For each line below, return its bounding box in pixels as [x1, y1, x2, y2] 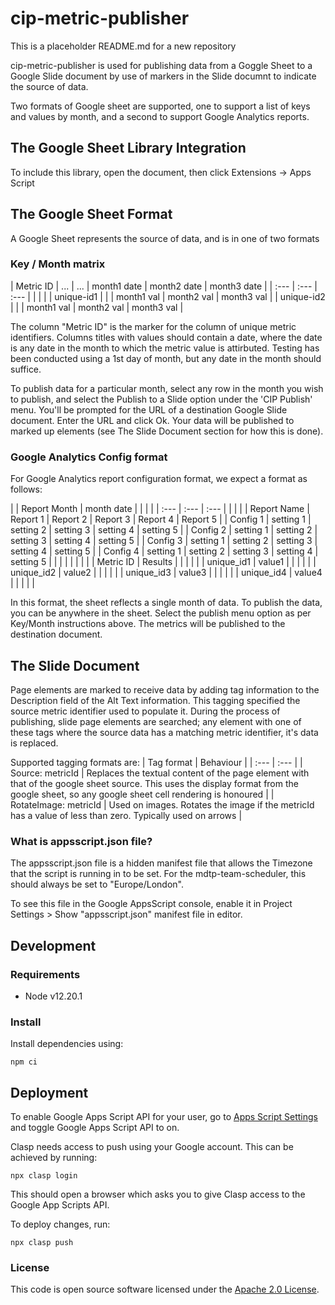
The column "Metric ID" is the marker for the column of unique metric [10, 320, 297, 332]
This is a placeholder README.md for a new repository [10, 40, 237, 52]
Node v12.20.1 [24, 990, 83, 1002]
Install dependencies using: [10, 1038, 124, 1050]
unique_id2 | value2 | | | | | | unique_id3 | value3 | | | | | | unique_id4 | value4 [10, 567, 323, 579]
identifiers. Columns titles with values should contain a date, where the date [10, 331, 323, 343]
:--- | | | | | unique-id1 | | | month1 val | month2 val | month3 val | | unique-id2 [10, 290, 326, 302]
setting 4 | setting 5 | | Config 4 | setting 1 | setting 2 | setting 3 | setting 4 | [10, 545, 319, 557]
